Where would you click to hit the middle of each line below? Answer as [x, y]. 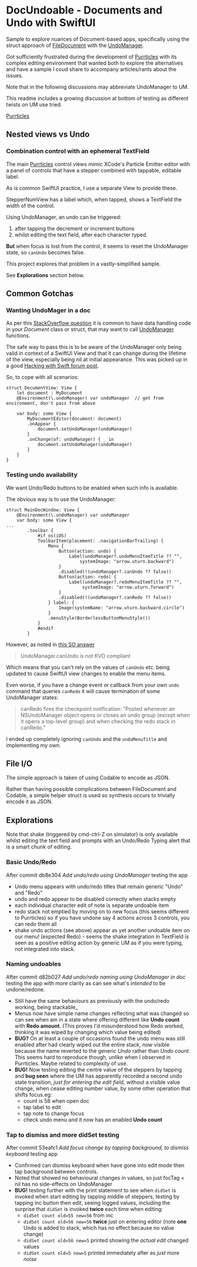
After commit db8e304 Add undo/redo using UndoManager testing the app [97, 875]
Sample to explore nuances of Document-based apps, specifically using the [98, 39]
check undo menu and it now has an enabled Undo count [93, 1119]
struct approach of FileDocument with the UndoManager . [75, 45]
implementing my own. [34, 745]
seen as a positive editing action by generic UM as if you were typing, [99, 943]
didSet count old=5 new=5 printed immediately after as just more [101, 1253]
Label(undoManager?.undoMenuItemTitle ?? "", [125, 556]
